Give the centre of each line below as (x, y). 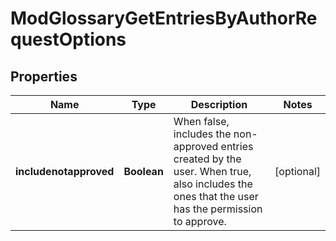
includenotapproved (65, 171)
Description (219, 104)
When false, (201, 121)
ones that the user (216, 196)
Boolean (143, 171)
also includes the (213, 184)
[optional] (297, 171)
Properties (44, 76)
